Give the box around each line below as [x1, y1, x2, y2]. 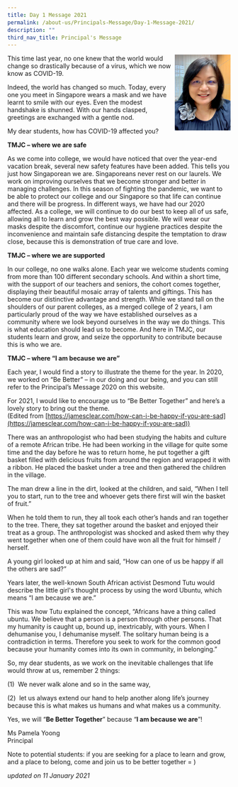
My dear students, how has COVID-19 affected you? [7, 127, 159, 136]
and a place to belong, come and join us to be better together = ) [7, 758, 196, 766]
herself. [7, 544, 30, 552]
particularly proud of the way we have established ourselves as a [7, 310, 198, 319]
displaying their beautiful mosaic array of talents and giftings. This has [7, 287, 212, 296]
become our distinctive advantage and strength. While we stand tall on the [7, 295, 225, 304]
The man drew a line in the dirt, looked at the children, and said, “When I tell [7, 485, 229, 493]
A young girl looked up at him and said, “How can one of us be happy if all [7, 557, 224, 566]
